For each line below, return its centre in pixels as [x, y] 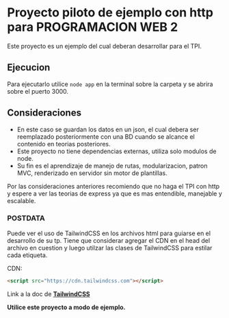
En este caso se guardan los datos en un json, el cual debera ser [108, 129]
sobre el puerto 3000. [38, 91]
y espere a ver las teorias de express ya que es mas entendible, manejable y [114, 194]
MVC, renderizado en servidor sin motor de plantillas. [92, 173]
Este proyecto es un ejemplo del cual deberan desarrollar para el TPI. [104, 46]
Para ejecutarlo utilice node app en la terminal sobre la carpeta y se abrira [110, 84]
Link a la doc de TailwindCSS [49, 294]
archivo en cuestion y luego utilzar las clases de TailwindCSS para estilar [110, 248]
